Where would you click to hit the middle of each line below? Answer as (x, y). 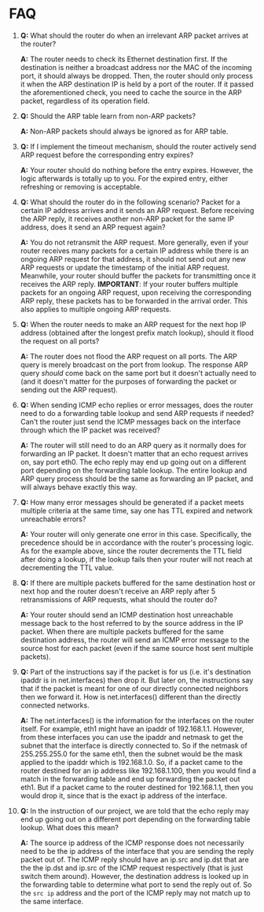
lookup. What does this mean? (69, 827)
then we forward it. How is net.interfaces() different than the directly (131, 697)
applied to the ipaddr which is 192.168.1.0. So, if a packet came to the (131, 762)
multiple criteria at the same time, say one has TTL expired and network (137, 510)
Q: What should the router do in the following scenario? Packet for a (130, 202)
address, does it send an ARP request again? (93, 227)
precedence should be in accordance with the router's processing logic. (137, 542)
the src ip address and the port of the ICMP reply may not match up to (135, 892)
